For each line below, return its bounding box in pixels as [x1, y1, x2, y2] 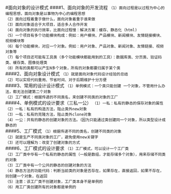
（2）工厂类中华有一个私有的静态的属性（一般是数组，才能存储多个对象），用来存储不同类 [5, 152, 166, 157]
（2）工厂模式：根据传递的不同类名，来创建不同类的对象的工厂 [5, 95, 118, 100]
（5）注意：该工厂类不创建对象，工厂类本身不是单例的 [5, 179, 103, 184]
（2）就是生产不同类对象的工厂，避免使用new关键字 [5, 135, 99, 140]
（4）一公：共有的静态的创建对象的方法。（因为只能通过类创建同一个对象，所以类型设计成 [5, 117, 166, 122]
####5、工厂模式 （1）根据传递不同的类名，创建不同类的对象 [5, 128, 122, 134]
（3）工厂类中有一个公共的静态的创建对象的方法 [5, 163, 92, 168]
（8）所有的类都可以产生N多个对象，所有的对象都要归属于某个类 [5, 66, 121, 71]
